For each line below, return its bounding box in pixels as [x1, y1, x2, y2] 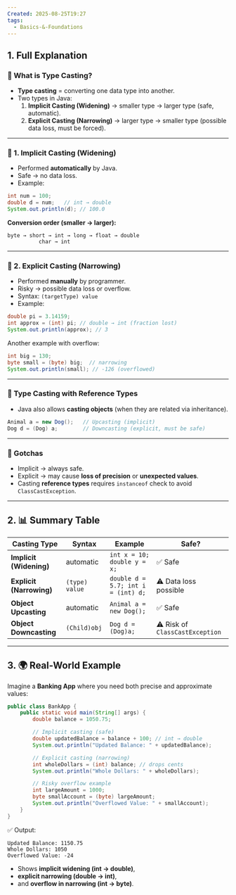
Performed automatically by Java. [17, 164, 118, 172]
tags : [7, 17, 23, 24]
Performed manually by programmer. [17, 277, 126, 286]
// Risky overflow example [32, 780, 112, 787]
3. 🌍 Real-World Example [7, 659, 122, 672]
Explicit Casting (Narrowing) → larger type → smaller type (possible [27, 117, 227, 125]
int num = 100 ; [7, 193, 52, 200]
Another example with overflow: [7, 338, 100, 347]
